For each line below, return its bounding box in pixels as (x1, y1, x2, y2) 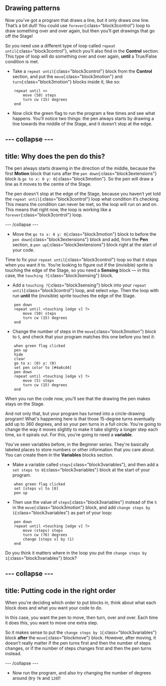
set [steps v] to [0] (14, 486, 58, 491)
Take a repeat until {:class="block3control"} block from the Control (12, 68, 153, 74)
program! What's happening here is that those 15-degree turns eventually (5, 416, 155, 422)
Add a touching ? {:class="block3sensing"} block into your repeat (12, 282, 147, 288)
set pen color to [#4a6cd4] (14, 365, 72, 370)
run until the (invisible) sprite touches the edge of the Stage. (12, 293, 136, 299)
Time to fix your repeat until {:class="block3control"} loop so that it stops (5, 257, 157, 263)
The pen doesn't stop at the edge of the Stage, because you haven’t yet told (5, 191, 161, 197)
